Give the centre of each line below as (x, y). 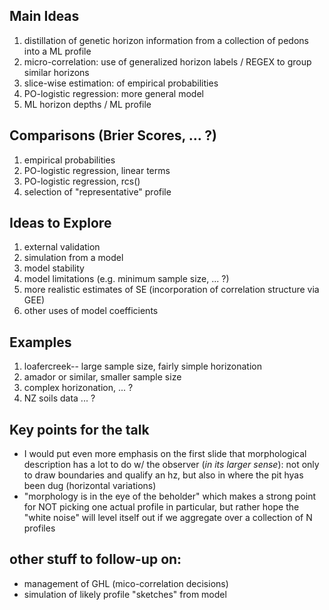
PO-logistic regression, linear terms (97, 170)
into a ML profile (57, 51)
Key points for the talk (79, 429)
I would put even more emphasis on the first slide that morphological (165, 454)
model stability (54, 268)
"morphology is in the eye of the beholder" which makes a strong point (170, 496)
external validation (62, 247)
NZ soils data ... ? (59, 398)
